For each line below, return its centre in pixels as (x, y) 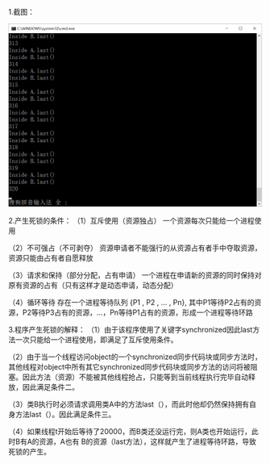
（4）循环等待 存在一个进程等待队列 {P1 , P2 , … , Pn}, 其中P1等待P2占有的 (132, 302)
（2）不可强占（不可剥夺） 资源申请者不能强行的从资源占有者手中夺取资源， (135, 248)
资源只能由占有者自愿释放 (51, 257)
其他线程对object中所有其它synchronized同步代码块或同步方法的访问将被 (130, 366)
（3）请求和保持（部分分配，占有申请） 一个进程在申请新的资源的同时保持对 (135, 275)
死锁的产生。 (29, 451)
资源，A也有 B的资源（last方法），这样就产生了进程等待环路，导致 (147, 441)
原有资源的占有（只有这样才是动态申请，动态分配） (93, 285)
